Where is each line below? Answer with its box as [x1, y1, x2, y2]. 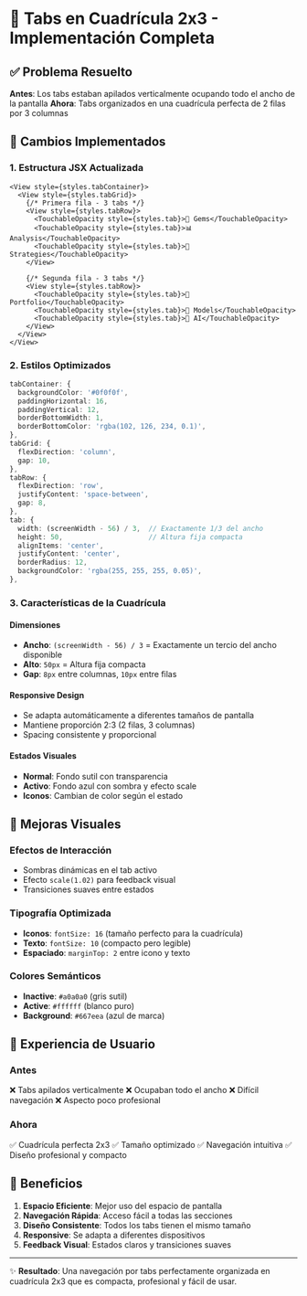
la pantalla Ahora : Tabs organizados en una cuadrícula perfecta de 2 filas [9, 98, 286, 109]
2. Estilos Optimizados [9, 358, 111, 371]
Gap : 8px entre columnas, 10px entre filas [22, 669, 177, 680]
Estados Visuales [9, 749, 78, 761]
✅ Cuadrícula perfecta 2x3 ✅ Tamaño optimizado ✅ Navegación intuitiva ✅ [9, 1139, 292, 1150]
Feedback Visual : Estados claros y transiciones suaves [22, 1238, 231, 1250]
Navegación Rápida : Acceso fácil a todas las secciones [22, 1210, 233, 1221]
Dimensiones [9, 619, 61, 630]
